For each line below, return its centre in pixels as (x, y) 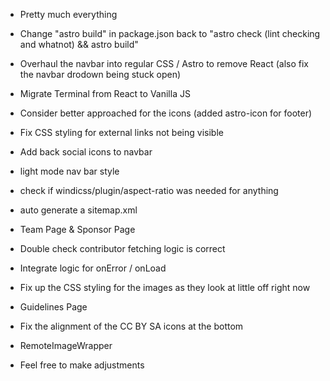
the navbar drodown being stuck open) (100, 74)
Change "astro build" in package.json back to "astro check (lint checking (170, 33)
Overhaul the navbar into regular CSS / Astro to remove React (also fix (164, 63)
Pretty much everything (68, 14)
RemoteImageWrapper (66, 345)
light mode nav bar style (69, 171)
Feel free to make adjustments (82, 365)
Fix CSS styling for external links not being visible (121, 132)
